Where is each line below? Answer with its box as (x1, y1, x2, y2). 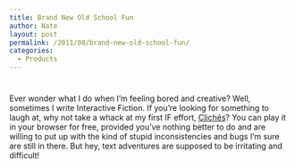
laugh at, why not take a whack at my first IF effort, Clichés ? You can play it (9, 113, 286, 123)
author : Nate (9, 21, 58, 30)
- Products (17, 55, 58, 63)
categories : (9, 46, 54, 55)
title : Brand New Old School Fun (9, 13, 134, 22)
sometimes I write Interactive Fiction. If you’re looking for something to (9, 103, 270, 113)
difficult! (9, 150, 40, 161)
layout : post (9, 29, 58, 38)
